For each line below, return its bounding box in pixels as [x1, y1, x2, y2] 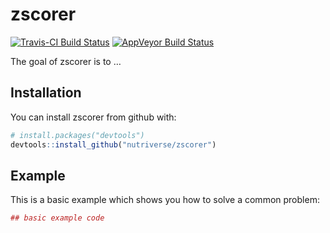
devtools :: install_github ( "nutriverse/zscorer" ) [10, 139, 217, 150]
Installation [10, 84, 82, 102]
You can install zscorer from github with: [10, 111, 177, 123]
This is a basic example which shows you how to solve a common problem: [10, 194, 320, 206]
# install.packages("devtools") [10, 130, 145, 140]
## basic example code [10, 213, 105, 223]
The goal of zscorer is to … [10, 55, 122, 67]
